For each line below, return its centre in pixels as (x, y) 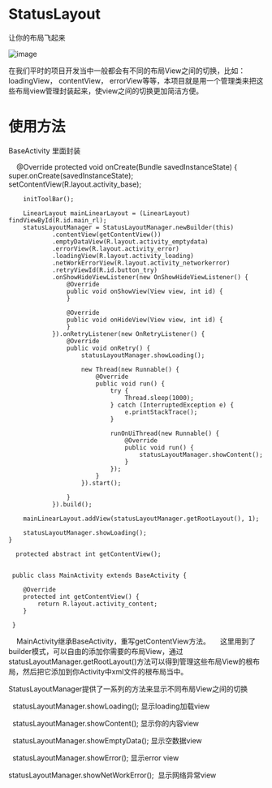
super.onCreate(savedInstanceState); (71, 175)
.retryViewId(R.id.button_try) (105, 270)
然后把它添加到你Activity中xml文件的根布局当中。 (105, 671)
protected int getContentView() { (81, 596)
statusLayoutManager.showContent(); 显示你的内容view (105, 723)
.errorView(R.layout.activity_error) (116, 248)
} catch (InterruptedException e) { (172, 405)
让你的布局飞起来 (37, 37)
